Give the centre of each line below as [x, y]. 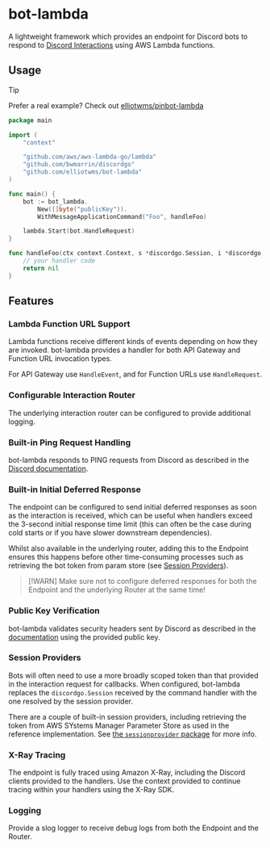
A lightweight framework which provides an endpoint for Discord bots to [128, 36]
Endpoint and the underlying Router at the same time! [116, 590]
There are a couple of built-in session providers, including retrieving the [128, 716]
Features [31, 301]
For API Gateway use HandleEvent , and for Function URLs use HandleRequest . [135, 374]
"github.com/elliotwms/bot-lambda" [83, 172]
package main [30, 120]
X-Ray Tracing [37, 754]
